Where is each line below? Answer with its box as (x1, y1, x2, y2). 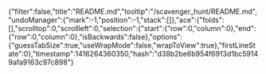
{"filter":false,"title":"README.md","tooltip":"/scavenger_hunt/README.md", (8, 7, 257, 16)
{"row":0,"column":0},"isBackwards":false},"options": (8, 32, 183, 41)
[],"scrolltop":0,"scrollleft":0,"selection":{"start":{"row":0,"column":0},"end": (8, 24, 256, 33)
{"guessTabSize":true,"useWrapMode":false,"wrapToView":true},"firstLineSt (8, 41, 256, 50)
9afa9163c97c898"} (8, 57, 74, 67)
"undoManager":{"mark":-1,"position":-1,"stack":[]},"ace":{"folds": (8, 15, 225, 25)
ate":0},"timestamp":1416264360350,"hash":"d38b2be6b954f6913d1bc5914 (8, 49, 259, 58)
